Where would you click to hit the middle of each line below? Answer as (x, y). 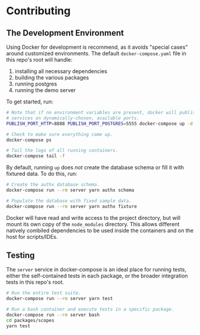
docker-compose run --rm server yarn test (60, 299)
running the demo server (45, 90)
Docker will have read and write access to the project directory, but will (93, 217)
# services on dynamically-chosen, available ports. (73, 118)
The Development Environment (65, 33)
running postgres (36, 84)
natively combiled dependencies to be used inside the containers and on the (100, 230)
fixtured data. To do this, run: (42, 174)
